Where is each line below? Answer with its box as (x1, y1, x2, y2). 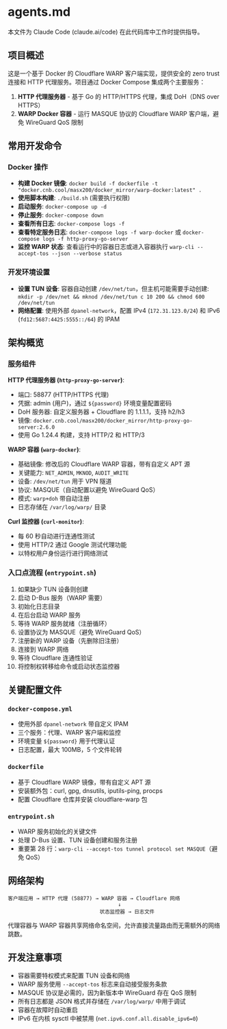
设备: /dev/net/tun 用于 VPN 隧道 (17, 477, 112, 486)
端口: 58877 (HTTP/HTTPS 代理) (17, 390, 109, 399)
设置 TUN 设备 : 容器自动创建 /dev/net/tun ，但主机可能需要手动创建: (17, 284, 209, 292)
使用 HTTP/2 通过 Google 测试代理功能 (17, 541, 127, 549)
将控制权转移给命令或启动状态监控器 (17, 662, 120, 670)
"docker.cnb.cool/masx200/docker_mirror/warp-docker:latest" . (17, 187, 202, 194)
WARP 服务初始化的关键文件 (17, 827, 98, 836)
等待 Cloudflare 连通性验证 (17, 653, 93, 662)
